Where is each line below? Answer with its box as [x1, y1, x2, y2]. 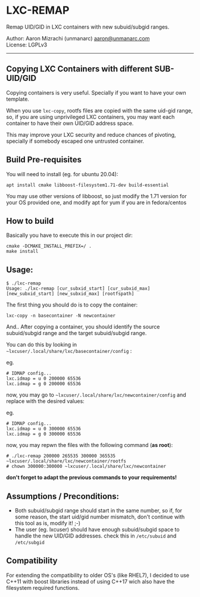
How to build [6, 215, 54, 226]
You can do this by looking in [6, 341, 77, 348]
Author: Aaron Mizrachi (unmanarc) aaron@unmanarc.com [6, 35, 150, 42]
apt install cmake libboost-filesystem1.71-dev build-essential [6, 182, 169, 188]
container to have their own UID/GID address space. [6, 120, 134, 127]
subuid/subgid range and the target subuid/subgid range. [6, 330, 147, 337]
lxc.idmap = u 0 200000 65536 [6, 376, 82, 382]
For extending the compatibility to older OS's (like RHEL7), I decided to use [6, 571, 189, 579]
